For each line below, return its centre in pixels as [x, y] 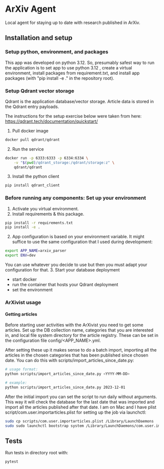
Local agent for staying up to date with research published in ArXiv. [73, 22]
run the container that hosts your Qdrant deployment [65, 285]
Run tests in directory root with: [37, 453]
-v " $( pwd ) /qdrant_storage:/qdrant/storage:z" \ [64, 162]
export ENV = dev [20, 255]
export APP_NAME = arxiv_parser [36, 251]
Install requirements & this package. [48, 214]
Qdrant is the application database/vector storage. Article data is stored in [80, 101]
